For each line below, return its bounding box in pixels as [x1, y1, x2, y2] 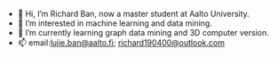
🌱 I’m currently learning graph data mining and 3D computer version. [17, 28, 269, 37]
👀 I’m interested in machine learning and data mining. [17, 18, 213, 28]
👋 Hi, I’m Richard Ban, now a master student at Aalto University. [17, 9, 250, 19]
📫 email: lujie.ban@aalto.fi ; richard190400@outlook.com [17, 37, 225, 48]
